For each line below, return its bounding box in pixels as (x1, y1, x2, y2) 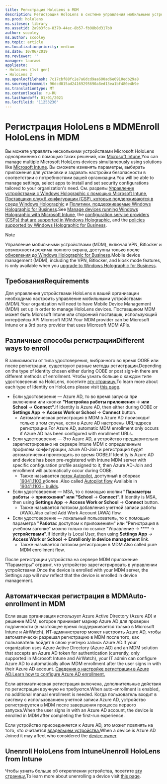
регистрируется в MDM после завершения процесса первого (5, 702, 137, 708)
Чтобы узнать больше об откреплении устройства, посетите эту (5, 768, 143, 774)
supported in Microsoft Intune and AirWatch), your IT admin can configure (5, 655, 157, 661)
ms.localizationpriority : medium (5, 44, 75, 49)
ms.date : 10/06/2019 (5, 49, 48, 54)
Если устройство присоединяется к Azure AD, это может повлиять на (5, 722, 153, 728)
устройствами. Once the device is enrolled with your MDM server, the (5, 567, 148, 573)
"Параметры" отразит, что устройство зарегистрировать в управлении (5, 562, 158, 568)
